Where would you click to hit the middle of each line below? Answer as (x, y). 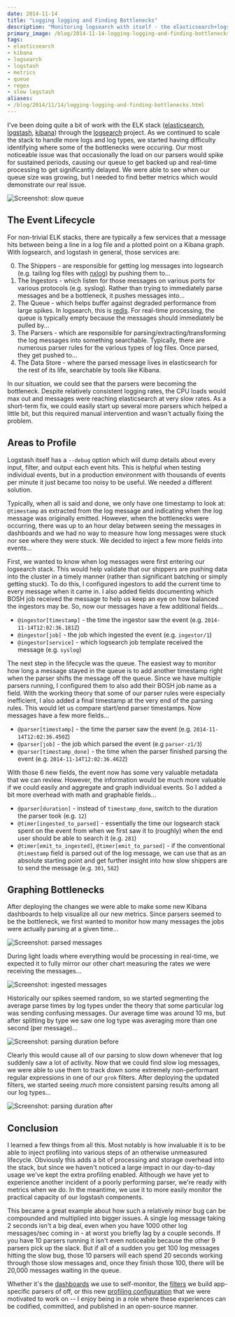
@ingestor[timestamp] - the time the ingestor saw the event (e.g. (110, 620)
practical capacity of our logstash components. (76, 1197)
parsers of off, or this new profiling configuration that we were (121, 1292)
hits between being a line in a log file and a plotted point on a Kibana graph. (116, 244)
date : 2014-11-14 (33, 14)
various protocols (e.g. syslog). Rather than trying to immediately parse (120, 288)
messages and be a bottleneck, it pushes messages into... (101, 295)
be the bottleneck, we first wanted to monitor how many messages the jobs (116, 921)
